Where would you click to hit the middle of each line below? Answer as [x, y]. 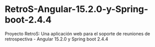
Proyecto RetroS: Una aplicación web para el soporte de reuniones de [77, 33]
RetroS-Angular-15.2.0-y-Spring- [76, 9]
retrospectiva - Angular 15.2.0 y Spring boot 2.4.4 [56, 39]
